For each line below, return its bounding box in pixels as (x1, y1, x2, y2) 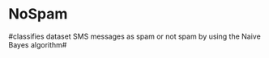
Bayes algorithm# (8, 39, 67, 49)
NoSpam (8, 5, 68, 23)
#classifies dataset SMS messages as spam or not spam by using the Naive (8, 31, 261, 41)
